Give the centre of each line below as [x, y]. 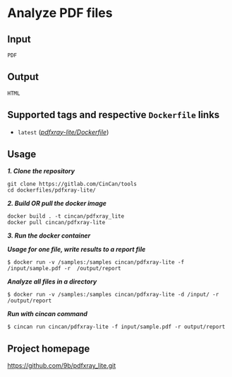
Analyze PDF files [60, 13]
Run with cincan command [48, 314]
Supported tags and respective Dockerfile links [114, 115]
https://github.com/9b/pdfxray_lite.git [62, 366]
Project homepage [49, 348]
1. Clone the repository [41, 171]
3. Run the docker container [49, 236]
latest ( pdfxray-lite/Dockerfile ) [63, 132]
